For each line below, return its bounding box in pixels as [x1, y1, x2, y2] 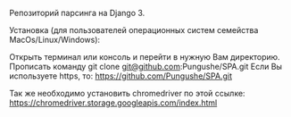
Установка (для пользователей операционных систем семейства [9, 25, 259, 35]
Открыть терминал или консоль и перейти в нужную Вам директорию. [9, 52, 280, 62]
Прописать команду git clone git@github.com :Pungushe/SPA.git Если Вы [9, 62, 283, 71]
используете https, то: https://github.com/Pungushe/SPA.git [9, 71, 232, 81]
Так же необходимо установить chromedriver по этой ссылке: [9, 88, 245, 98]
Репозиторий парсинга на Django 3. [9, 8, 145, 18]
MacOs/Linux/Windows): [9, 35, 101, 45]
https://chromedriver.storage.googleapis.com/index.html [9, 97, 218, 108]
